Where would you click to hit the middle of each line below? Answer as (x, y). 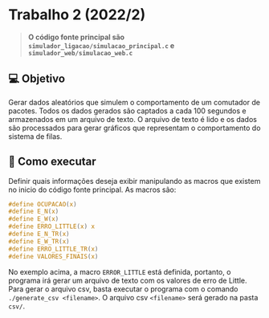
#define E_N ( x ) (34, 212)
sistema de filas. (35, 136)
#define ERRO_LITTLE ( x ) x (51, 226)
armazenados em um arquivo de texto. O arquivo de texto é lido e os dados (132, 119)
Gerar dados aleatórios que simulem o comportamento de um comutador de (134, 102)
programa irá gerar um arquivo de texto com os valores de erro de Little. (128, 280)
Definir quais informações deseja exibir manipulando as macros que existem (134, 181)
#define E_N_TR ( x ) (39, 234)
